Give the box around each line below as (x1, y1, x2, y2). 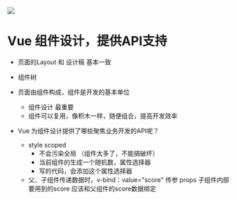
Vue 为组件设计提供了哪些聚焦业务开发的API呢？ (17, 126, 159, 135)
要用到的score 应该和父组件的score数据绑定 (28, 184, 157, 193)
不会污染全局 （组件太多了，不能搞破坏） (38, 149, 159, 157)
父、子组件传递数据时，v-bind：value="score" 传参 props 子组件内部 (28, 175, 230, 183)
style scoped (28, 140, 67, 149)
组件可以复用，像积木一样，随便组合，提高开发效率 (28, 111, 178, 120)
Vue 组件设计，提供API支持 (7, 33, 168, 49)
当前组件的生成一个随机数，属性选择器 (38, 157, 151, 166)
